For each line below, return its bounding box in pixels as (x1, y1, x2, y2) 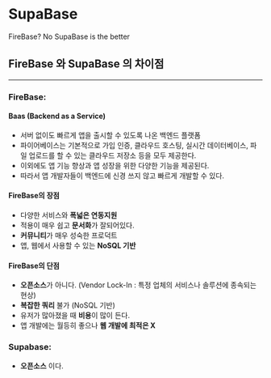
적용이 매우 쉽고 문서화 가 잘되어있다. (19, 220, 135, 231)
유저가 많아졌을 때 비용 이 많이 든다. (19, 311, 131, 321)
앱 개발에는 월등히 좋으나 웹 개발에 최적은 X (19, 321, 156, 330)
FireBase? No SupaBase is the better (8, 32, 131, 41)
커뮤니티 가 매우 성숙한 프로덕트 (19, 231, 118, 240)
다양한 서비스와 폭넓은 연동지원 (19, 210, 118, 220)
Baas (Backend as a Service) (8, 111, 106, 121)
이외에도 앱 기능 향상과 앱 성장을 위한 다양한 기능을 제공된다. (19, 160, 210, 170)
